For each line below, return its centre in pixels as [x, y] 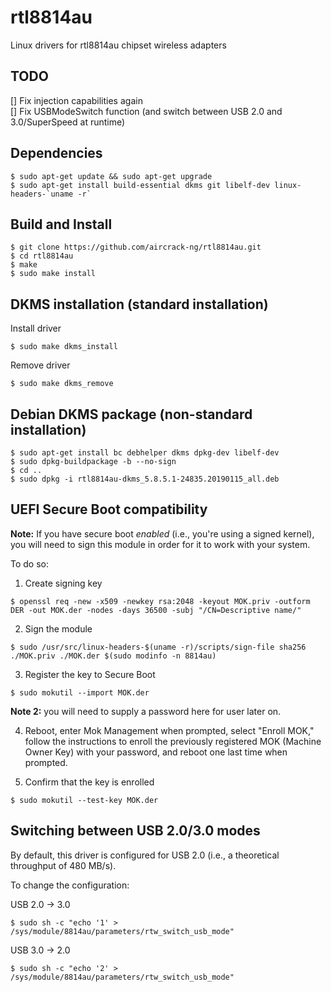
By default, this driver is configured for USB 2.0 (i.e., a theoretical [145, 855]
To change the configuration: [70, 885]
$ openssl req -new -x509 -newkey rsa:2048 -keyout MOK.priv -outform [160, 601]
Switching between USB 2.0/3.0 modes [135, 831]
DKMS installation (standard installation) [139, 304]
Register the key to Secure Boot [90, 674]
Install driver [36, 328]
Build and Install [61, 224]
